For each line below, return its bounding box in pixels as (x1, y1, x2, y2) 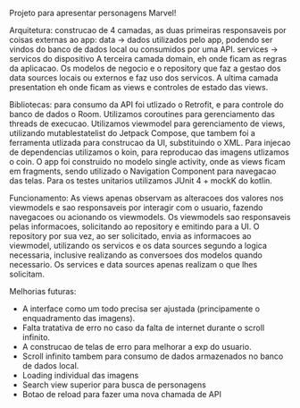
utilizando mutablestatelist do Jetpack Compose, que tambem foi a (9, 128, 256, 138)
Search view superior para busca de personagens (21, 379, 207, 390)
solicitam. (9, 268, 45, 279)
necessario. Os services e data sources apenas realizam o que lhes (9, 259, 258, 269)
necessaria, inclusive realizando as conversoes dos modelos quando (9, 250, 263, 260)
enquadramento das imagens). (21, 313, 136, 323)
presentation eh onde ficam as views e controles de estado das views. (9, 82, 269, 92)
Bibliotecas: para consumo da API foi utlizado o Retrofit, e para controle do (9, 99, 284, 110)
